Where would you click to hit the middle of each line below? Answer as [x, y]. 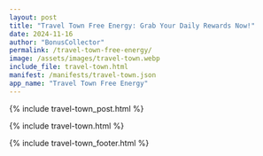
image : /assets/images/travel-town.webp [85, 58]
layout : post [33, 17]
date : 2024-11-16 [41, 34]
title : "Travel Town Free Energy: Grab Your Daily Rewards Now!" [132, 26]
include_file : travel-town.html [69, 67]
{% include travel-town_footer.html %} [79, 143]
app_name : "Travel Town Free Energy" [79, 83]
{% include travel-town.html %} [67, 126]
